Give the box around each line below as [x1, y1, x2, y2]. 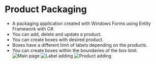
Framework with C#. [12, 25, 55, 31]
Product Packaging [5, 4, 87, 15]
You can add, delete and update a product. [12, 31, 102, 37]
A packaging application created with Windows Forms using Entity [12, 20, 151, 26]
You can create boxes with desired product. [12, 37, 104, 43]
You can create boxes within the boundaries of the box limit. [12, 47, 138, 53]
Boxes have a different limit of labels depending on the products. [12, 42, 148, 48]
